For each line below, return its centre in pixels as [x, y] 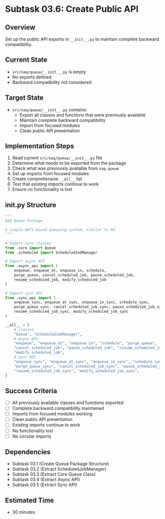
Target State [24, 98]
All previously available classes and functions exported [68, 403]
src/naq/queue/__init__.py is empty [49, 72]
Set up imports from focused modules [51, 174]
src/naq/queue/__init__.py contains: [50, 110]
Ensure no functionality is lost [42, 189]
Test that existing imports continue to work [55, 184]
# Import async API [25, 261]
